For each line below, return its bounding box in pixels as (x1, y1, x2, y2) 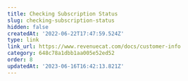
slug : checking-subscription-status (7, 17, 115, 24)
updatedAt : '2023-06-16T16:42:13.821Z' (7, 63, 125, 70)
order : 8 (7, 56, 33, 63)
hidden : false (7, 23, 49, 30)
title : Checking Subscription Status (7, 10, 118, 18)
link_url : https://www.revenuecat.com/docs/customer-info (7, 43, 181, 50)
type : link (7, 37, 39, 44)
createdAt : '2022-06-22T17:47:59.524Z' (7, 30, 125, 37)
